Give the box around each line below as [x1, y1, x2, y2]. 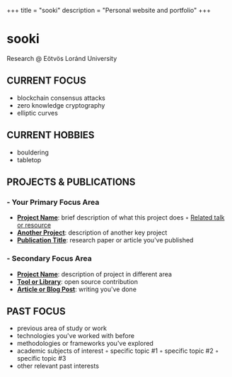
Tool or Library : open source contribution [16, 277, 139, 286]
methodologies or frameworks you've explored [16, 339, 153, 348]
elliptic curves [16, 108, 58, 117]
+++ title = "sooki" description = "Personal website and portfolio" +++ [6, 6, 211, 14]
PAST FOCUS [6, 305, 66, 317]
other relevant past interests [16, 361, 100, 371]
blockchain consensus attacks [16, 94, 105, 102]
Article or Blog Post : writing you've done [16, 285, 137, 293]
